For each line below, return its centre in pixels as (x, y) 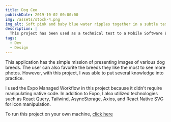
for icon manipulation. (28, 104)
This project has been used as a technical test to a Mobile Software (86, 33)
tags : (11, 38)
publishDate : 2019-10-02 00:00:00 (42, 15)
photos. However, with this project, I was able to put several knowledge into (84, 73)
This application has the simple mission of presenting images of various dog (85, 62)
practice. (15, 78)
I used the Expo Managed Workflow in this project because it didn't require (84, 88)
